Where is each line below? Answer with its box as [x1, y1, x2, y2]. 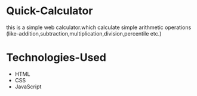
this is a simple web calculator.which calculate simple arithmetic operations [6, 24, 192, 31]
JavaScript [14, 83, 42, 90]
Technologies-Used [6, 51, 106, 65]
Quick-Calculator [6, 4, 93, 18]
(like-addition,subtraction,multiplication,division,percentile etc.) [6, 30, 162, 37]
